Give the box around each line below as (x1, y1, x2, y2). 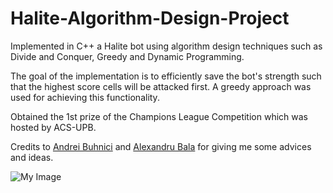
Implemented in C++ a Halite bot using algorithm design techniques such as (10, 40, 323, 52)
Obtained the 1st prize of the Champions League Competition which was (10, 110, 308, 122)
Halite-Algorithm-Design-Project (10, 7, 290, 30)
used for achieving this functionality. (10, 91, 160, 103)
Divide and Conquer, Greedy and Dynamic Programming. (10, 50, 245, 62)
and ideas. (10, 151, 54, 163)
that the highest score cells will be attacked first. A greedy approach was (10, 80, 312, 92)
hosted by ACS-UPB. (10, 121, 97, 133)
